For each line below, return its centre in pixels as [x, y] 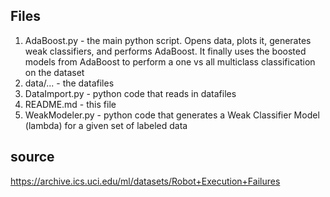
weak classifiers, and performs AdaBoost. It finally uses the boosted [165, 51]
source [32, 157]
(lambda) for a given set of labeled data [106, 125]
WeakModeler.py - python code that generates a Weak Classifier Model [172, 115]
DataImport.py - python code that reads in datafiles [130, 93]
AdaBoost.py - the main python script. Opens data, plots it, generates [168, 40]
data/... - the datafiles [69, 83]
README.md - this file [70, 104]
